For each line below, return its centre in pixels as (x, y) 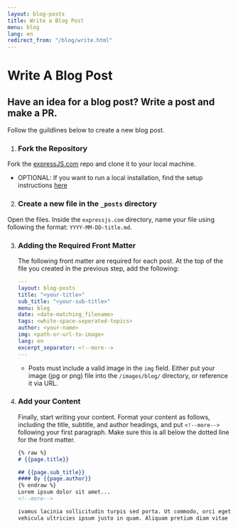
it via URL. (43, 383)
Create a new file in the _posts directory (87, 204)
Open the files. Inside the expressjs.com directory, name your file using (111, 219)
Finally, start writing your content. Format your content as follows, (114, 417)
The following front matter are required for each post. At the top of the (120, 261)
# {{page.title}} (43, 459)
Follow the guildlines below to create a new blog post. (86, 130)
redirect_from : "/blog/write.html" (60, 41)
